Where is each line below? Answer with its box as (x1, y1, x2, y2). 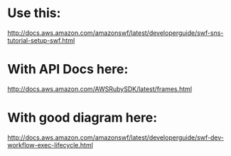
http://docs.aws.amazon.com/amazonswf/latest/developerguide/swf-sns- (7, 28, 224, 37)
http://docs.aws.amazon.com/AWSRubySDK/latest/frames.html (7, 84, 193, 93)
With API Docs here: (7, 61, 129, 78)
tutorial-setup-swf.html (7, 36, 75, 44)
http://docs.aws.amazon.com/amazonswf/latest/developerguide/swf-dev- (7, 133, 224, 142)
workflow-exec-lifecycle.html (7, 140, 94, 149)
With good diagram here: (7, 110, 158, 126)
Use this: (7, 5, 61, 21)
